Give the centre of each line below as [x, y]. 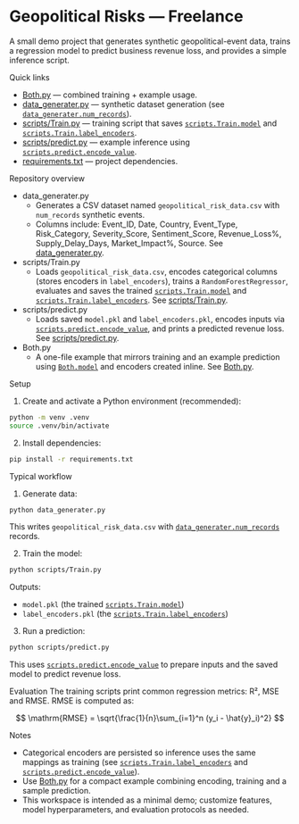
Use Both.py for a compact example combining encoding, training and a [154, 781]
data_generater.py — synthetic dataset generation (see [123, 104]
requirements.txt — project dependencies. [100, 161]
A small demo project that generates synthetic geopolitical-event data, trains [150, 41]
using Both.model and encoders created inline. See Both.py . [145, 366]
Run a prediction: [54, 631]
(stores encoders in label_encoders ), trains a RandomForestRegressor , [162, 281]
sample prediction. [56, 791]
